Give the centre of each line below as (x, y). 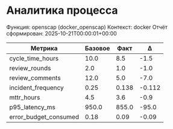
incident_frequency (37, 88)
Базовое (97, 48)
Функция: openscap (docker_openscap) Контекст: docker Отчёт (87, 27)
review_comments (35, 77)
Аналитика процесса (62, 10)
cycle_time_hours (34, 58)
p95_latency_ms (32, 107)
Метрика (44, 48)
